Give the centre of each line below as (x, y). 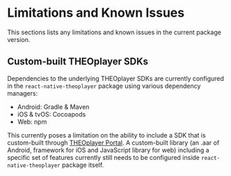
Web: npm (32, 122)
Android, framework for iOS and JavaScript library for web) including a (109, 150)
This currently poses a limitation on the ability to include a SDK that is (107, 135)
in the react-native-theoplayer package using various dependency (104, 86)
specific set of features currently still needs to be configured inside (104, 157)
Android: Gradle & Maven (53, 107)
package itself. (83, 165)
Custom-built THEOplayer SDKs (78, 62)
